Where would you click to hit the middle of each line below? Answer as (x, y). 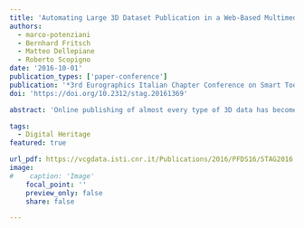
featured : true (38, 143)
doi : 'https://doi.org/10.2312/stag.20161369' (99, 93)
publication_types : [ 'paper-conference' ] (89, 77)
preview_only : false (64, 193)
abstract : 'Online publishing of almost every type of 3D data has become (153, 109)
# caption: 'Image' (52, 176)
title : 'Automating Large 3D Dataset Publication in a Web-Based (135, 18)
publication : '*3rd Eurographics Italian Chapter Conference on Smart (145, 85)
